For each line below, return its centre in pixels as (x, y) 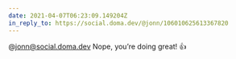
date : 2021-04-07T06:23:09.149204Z (68, 16)
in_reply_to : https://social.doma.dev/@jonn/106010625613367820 (118, 23)
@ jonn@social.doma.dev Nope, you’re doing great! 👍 (97, 46)
